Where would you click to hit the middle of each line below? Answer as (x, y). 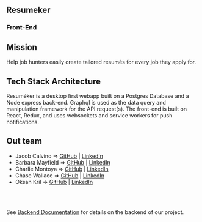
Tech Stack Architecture (54, 81)
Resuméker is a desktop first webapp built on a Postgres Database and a (98, 96)
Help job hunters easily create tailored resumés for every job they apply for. (101, 62)
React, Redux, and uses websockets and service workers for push (89, 115)
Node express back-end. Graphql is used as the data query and (86, 102)
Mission (22, 47)
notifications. (23, 122)
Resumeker (28, 10)
